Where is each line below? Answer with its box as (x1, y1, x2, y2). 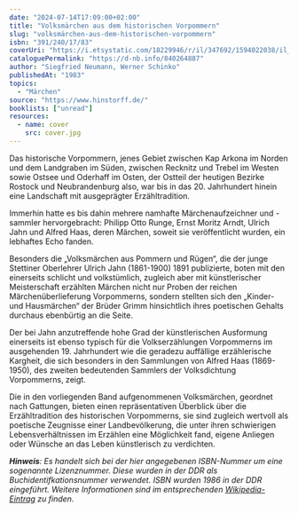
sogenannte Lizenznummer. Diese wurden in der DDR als (9, 465, 218, 476)
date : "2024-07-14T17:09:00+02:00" (9, 12, 141, 22)
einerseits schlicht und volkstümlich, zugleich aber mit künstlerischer (9, 272, 262, 282)
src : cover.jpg (25, 129, 82, 138)
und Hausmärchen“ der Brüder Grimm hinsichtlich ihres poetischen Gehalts (9, 300, 284, 311)
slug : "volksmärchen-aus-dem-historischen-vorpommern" (9, 29, 216, 38)
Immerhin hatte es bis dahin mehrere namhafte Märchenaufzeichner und (9, 208, 274, 218)
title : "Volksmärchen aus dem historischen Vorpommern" (9, 21, 220, 30)
